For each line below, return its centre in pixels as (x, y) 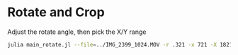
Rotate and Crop (56, 12)
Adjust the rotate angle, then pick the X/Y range (77, 32)
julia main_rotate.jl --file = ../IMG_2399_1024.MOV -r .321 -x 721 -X (112, 44)
